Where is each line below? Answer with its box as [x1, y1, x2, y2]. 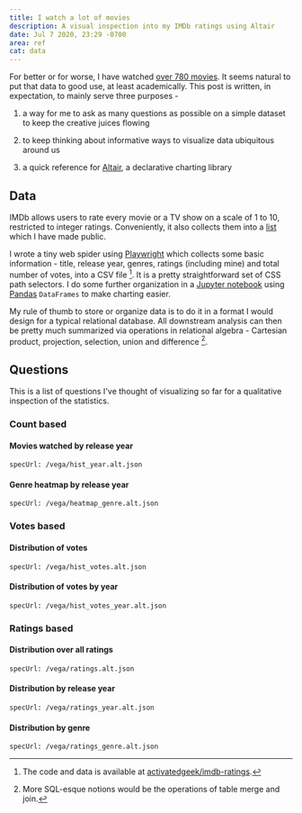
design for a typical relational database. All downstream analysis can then [9, 315, 282, 326]
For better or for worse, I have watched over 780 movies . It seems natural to [9, 71, 291, 82]
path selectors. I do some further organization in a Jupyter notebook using [9, 278, 285, 289]
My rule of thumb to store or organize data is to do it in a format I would [9, 305, 274, 316]
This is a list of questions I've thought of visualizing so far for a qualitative [9, 386, 282, 397]
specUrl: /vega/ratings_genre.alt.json [9, 742, 159, 752]
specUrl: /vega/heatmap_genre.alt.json [9, 499, 159, 509]
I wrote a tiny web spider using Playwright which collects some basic [9, 248, 265, 259]
